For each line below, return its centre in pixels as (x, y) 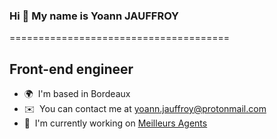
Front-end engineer (71, 69)
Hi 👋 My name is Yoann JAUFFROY (94, 16)
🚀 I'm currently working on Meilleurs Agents (115, 123)
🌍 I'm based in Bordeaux (77, 94)
